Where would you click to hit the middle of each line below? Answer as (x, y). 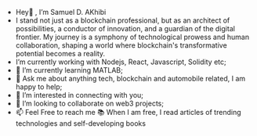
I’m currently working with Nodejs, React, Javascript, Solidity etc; (121, 62)
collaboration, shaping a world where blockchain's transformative (121, 45)
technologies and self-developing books (81, 123)
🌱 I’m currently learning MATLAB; (69, 70)
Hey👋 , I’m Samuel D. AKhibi (61, 12)
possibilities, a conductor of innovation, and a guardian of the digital (125, 29)
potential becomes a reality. (60, 54)
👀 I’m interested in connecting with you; (79, 95)
